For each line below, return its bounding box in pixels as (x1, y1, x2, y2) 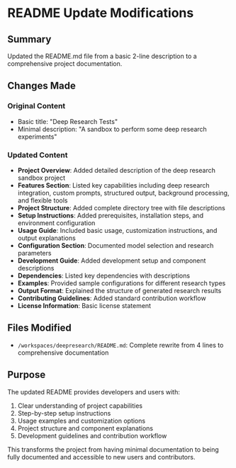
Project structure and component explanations (17, 423, 154, 433)
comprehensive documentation (17, 348, 109, 357)
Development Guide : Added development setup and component (17, 256, 206, 265)
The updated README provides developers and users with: (7, 387, 181, 396)
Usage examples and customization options (17, 416, 146, 425)
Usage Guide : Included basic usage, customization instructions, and (17, 226, 218, 234)
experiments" (17, 132, 57, 141)
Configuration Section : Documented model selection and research (17, 241, 214, 249)
